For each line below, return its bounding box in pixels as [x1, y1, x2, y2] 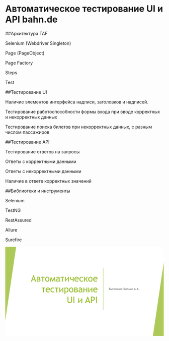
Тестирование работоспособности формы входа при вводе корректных [5, 108, 160, 115]
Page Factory [5, 60, 33, 66]
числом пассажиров [5, 129, 50, 135]
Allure [5, 226, 18, 233]
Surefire [5, 237, 22, 243]
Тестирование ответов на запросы [5, 148, 80, 154]
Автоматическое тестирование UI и [5, 3, 163, 15]
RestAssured [5, 217, 32, 223]
